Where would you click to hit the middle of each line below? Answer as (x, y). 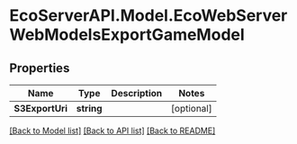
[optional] (192, 108)
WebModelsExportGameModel (127, 35)
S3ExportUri (41, 108)
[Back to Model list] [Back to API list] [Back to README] (112, 130)
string (89, 108)
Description (137, 93)
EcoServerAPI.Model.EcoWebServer (148, 16)
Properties (40, 68)
